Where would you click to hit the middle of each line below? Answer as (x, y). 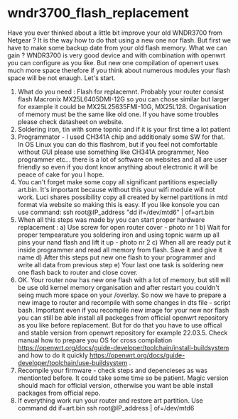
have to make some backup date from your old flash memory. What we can (117, 48)
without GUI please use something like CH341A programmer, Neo (113, 152)
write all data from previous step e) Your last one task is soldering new (120, 264)
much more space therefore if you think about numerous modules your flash (119, 70)
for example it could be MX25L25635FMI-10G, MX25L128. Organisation (122, 106)
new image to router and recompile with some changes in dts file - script (124, 302)
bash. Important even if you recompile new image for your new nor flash (123, 310)
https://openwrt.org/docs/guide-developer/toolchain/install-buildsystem (123, 347)
